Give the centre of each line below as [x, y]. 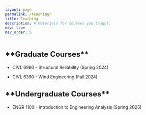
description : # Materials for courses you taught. [58, 23]
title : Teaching [22, 19]
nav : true [15, 28]
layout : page [18, 10]
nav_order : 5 [18, 32]
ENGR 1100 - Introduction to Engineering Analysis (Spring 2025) [77, 107]
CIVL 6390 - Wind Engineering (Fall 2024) [55, 77]
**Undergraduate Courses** [57, 94]
